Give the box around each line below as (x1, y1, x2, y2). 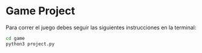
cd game (5, 35, 25, 41)
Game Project (5, 4, 76, 18)
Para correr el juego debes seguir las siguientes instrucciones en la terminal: (5, 24, 197, 31)
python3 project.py (5, 40, 55, 47)
